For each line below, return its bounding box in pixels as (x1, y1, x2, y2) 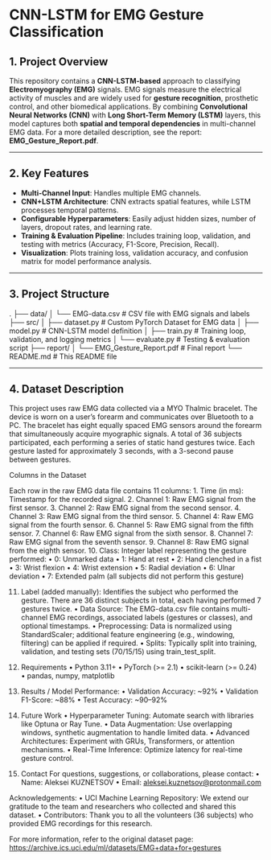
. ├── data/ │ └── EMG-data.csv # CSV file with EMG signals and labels (9, 308, 250, 319)
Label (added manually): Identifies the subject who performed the (20, 587, 239, 597)
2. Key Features (9, 167, 89, 180)
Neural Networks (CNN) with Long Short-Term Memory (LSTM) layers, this (9, 110, 261, 120)
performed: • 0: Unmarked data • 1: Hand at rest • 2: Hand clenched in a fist (9, 554, 262, 564)
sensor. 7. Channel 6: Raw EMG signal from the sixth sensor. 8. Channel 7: (9, 529, 254, 538)
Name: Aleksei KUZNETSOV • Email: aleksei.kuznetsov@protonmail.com (20, 778, 262, 788)
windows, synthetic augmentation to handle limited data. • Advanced (20, 728, 250, 738)
